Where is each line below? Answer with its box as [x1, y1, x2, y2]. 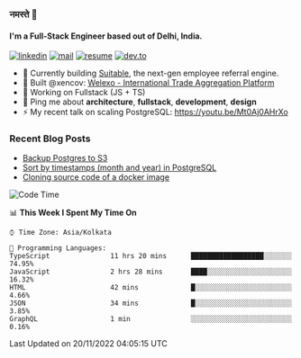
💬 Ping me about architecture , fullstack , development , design [22, 96, 257, 107]
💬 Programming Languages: [9, 244, 106, 253]
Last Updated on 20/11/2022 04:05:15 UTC [9, 338, 169, 349]
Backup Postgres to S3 [22, 153, 108, 164]
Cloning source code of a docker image [22, 172, 169, 183]
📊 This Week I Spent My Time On [9, 207, 137, 219]
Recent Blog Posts [9, 132, 91, 145]
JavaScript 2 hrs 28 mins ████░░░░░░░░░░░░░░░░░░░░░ [9, 267, 293, 277]
